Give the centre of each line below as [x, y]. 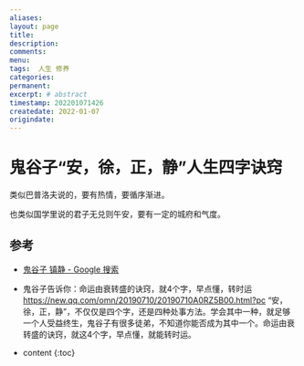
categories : [32, 78]
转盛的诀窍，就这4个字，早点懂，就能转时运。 [109, 334]
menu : [20, 60]
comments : [28, 52]
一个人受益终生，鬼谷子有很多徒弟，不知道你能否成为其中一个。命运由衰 [158, 323]
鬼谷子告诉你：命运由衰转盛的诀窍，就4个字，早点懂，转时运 [137, 288]
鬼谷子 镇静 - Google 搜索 [71, 269]
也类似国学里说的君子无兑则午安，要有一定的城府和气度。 [117, 214]
